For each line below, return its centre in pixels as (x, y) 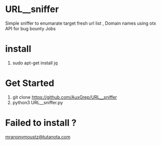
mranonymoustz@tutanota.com (38, 136)
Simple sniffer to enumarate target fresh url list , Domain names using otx (81, 23)
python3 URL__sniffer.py (38, 102)
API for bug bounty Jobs (31, 28)
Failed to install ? (41, 123)
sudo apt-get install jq (35, 63)
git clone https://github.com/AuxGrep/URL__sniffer (64, 97)
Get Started (30, 83)
